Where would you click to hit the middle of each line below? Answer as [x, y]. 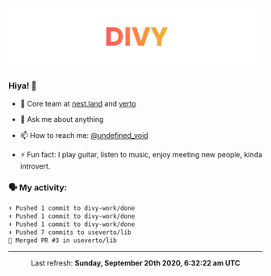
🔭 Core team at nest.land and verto [78, 103]
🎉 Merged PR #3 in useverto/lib [63, 240]
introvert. [35, 166]
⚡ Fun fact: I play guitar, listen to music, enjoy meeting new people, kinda [141, 154]
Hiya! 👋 [23, 86]
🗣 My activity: [38, 187]
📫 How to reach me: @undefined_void [84, 135]
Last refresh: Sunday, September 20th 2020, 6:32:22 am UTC [135, 263]
